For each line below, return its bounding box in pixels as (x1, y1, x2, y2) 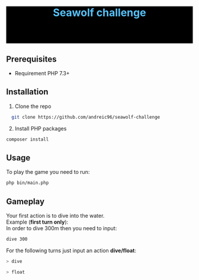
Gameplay (6, 196, 45, 206)
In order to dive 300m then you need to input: (6, 225, 117, 232)
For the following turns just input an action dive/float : (6, 247, 136, 254)
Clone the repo (14, 103, 52, 110)
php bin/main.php (6, 180, 49, 186)
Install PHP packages (14, 125, 67, 132)
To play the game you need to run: (6, 168, 90, 176)
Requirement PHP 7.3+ (14, 70, 70, 77)
